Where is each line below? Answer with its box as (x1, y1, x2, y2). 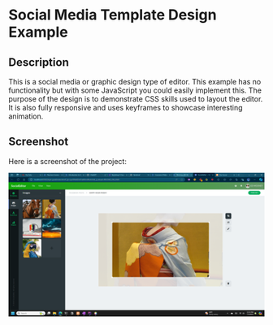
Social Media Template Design (8, 6, 217, 24)
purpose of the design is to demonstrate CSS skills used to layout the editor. (8, 94, 263, 103)
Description (8, 55, 69, 69)
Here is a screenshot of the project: (8, 156, 128, 166)
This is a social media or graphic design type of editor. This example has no (8, 77, 262, 86)
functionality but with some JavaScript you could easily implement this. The (8, 85, 262, 95)
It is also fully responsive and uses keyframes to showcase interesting (8, 103, 243, 112)
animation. (8, 111, 44, 121)
